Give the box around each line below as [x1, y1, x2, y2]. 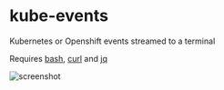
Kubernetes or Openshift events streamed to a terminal [9, 35, 216, 46]
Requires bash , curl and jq [9, 53, 107, 64]
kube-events [9, 5, 109, 26]
